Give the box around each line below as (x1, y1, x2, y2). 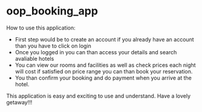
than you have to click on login (15, 42, 92, 49)
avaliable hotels (15, 55, 54, 62)
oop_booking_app (6, 4, 99, 18)
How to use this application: (6, 24, 76, 31)
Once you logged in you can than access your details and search (15, 48, 177, 55)
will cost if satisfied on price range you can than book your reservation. (15, 67, 193, 75)
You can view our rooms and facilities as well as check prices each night (15, 61, 196, 69)
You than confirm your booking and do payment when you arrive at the (15, 74, 192, 81)
